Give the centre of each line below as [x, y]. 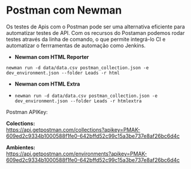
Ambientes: [21, 147]
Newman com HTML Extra [47, 84]
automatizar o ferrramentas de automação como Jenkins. [76, 45]
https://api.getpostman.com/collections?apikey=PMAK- [73, 129]
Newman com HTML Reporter [52, 57]
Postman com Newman [64, 10]
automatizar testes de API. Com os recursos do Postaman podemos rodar [95, 32]
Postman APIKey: [27, 112]
